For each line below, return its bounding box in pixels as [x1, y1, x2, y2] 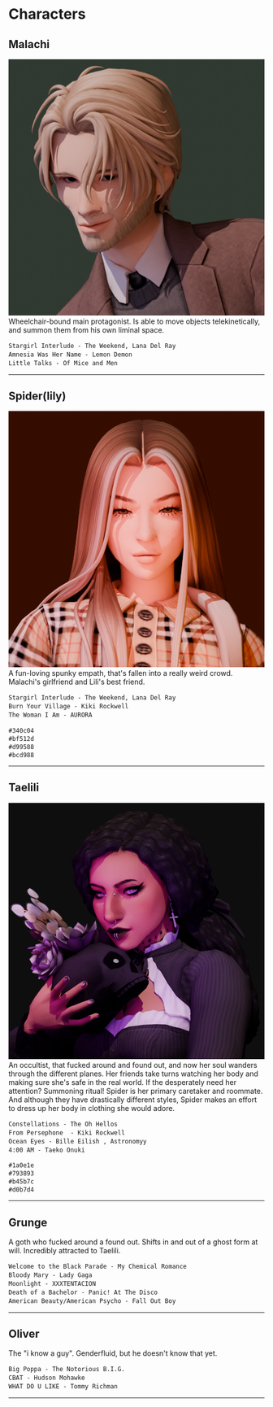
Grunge [8, 1215, 48, 1229]
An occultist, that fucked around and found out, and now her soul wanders [8, 1060, 258, 1069]
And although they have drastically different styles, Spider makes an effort [8, 1095, 258, 1104]
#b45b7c [8, 1178, 35, 1186]
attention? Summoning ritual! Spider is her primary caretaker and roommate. [8, 1086, 263, 1096]
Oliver [8, 1326, 40, 1340]
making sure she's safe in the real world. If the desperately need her [8, 1077, 237, 1087]
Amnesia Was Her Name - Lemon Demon [8, 351, 132, 359]
